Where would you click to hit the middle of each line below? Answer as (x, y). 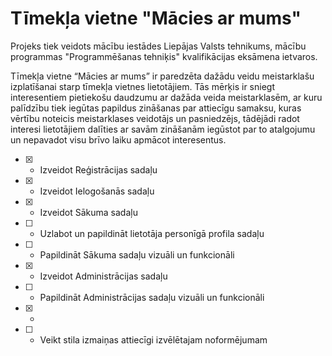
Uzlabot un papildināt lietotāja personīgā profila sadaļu (152, 233)
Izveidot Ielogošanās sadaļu (97, 191)
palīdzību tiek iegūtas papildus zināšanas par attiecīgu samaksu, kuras (156, 108)
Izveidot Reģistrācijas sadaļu (98, 169)
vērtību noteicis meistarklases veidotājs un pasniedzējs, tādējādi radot (155, 118)
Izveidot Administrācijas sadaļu (103, 276)
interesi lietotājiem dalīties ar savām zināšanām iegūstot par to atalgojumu (163, 129)
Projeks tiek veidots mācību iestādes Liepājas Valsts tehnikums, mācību (158, 46)
